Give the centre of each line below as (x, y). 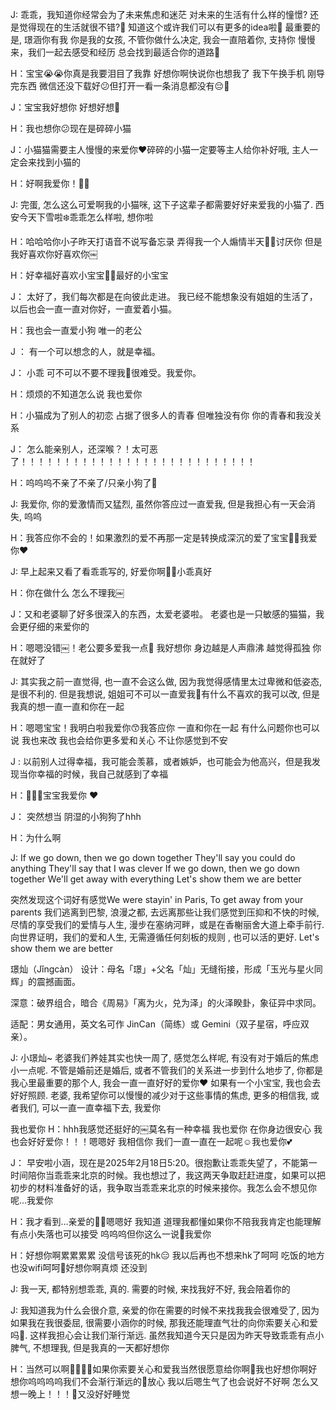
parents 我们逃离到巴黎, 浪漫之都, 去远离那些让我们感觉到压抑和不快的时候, (165, 912)
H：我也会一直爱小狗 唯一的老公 (76, 330)
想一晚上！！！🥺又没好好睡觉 (70, 1394)
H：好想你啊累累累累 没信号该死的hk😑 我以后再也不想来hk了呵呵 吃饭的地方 (167, 1255)
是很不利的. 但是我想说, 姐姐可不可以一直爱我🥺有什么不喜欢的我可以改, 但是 (165, 694)
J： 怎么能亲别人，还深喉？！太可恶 (84, 449)
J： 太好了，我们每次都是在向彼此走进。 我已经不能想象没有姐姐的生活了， (164, 296)
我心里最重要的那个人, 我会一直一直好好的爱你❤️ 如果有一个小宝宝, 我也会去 (166, 1082)
